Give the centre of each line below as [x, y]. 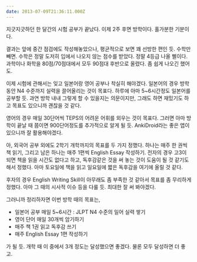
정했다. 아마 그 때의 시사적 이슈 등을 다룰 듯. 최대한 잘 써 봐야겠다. [81, 187]
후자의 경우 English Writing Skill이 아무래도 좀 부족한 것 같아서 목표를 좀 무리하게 [99, 179]
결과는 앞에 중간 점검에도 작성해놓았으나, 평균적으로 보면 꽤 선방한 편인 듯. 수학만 [98, 49]
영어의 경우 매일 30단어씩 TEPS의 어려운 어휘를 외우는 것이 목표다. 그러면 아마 [96, 117]
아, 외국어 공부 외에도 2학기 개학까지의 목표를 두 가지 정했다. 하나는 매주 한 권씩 [97, 145]
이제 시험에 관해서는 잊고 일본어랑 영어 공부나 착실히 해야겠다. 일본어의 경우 [92, 83]
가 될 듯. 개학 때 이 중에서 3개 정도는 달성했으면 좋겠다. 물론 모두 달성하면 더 [93, 246]
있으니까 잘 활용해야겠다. [34, 132]
